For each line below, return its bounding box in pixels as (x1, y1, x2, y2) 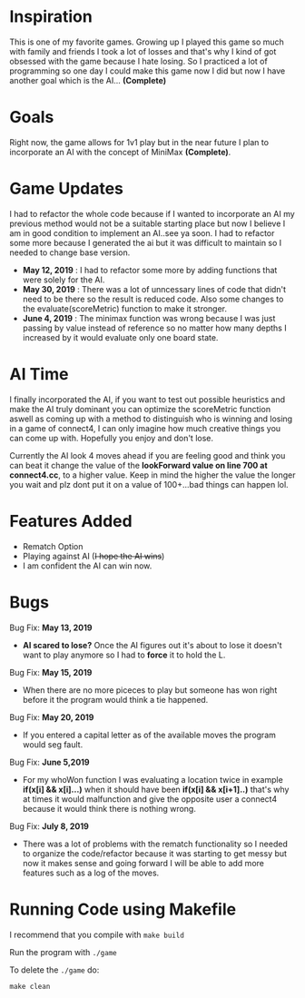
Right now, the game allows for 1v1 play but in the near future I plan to (9, 136, 270, 147)
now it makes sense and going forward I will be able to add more (22, 857, 265, 868)
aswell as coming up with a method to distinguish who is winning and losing (9, 413, 293, 424)
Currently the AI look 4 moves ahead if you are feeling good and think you (9, 450, 286, 460)
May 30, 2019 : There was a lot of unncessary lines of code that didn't (22, 283, 287, 294)
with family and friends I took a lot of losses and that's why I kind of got (9, 45, 277, 56)
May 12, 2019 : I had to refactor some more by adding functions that (22, 264, 278, 275)
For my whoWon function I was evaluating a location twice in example (22, 774, 283, 785)
